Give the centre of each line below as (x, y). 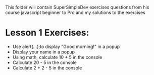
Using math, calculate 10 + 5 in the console (57, 57)
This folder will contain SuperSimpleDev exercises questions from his (77, 7)
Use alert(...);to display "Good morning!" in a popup (66, 46)
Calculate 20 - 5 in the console (44, 62)
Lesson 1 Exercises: (47, 33)
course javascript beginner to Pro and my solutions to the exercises (75, 12)
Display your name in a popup (43, 51)
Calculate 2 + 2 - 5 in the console (47, 67)
